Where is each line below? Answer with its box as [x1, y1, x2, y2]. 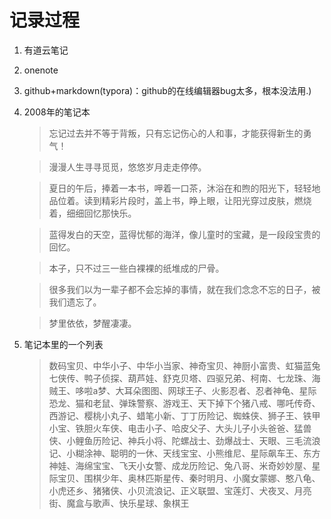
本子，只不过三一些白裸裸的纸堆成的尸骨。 [48, 262, 225, 274]
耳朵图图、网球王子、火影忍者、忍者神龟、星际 [123, 384, 317, 396]
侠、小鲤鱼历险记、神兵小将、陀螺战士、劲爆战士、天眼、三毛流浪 [48, 434, 321, 446]
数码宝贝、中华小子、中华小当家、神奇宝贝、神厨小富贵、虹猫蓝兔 [48, 359, 321, 371]
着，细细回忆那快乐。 [48, 207, 137, 219]
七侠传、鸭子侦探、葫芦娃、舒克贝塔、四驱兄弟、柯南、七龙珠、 [48, 372, 312, 384]
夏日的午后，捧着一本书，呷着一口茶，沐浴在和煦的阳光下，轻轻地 [48, 182, 321, 194]
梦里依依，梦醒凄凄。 [48, 317, 137, 329]
